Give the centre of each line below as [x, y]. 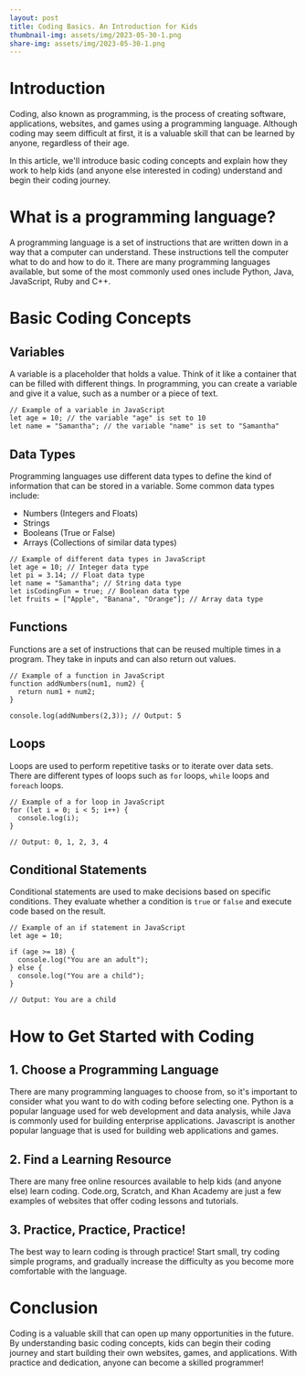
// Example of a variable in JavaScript [88, 411]
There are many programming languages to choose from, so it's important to [154, 1092]
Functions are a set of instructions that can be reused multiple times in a [145, 649]
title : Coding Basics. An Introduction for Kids [104, 27]
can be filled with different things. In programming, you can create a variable [153, 384]
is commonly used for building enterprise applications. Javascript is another [152, 1121]
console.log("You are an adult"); [83, 960]
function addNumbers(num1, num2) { [77, 683]
